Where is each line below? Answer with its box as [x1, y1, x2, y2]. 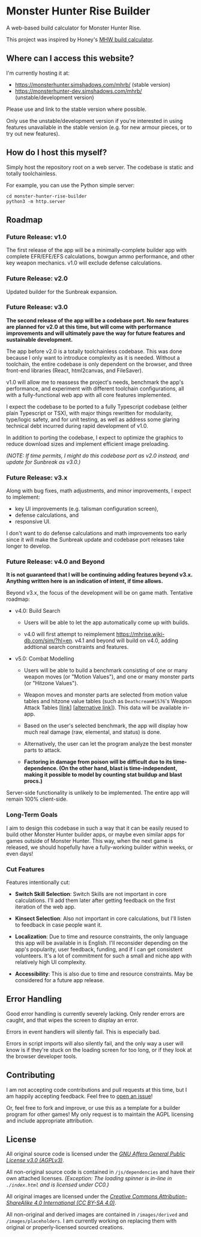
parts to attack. [23, 747, 62, 754]
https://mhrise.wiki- [116, 631, 165, 638]
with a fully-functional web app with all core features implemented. [6, 391, 172, 398]
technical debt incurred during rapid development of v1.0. [6, 422, 148, 429]
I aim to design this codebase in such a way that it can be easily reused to [6, 824, 189, 831]
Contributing [6, 1070, 55, 1080]
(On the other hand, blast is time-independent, [59, 765, 178, 772]
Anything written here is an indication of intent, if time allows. [6, 577, 163, 585]
